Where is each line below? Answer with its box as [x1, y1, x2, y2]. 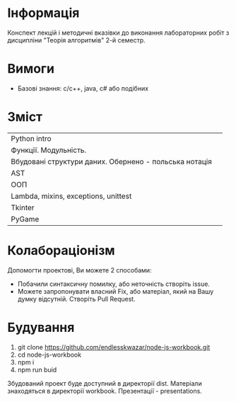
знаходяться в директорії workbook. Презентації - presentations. [7, 386, 203, 395]
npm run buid [17, 365, 57, 374]
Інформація [7, 5, 80, 21]
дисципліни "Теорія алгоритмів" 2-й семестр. [7, 35, 146, 44]
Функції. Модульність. [11, 145, 87, 155]
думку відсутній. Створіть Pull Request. [17, 294, 136, 303]
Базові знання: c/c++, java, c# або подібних [17, 84, 149, 93]
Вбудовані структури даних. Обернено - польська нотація [11, 156, 212, 166]
